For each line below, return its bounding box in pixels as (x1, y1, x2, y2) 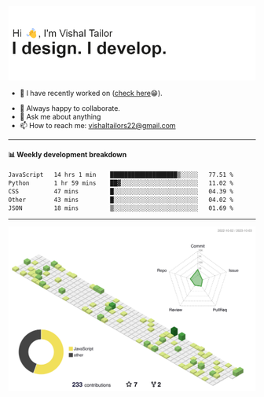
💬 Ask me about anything (19, 112, 101, 122)
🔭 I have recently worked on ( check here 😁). (19, 89, 163, 98)
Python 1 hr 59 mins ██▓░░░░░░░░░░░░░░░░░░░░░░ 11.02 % (8, 179, 234, 187)
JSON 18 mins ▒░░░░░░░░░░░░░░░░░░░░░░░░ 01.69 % (8, 204, 234, 212)
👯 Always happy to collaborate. (19, 104, 120, 113)
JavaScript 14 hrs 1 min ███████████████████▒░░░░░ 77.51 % (8, 171, 234, 179)
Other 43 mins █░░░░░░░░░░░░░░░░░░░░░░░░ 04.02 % (8, 196, 234, 204)
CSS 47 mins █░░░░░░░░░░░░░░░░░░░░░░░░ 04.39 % (8, 188, 234, 196)
